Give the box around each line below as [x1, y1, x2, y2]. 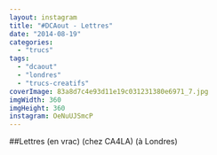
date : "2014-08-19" [9, 29, 82, 38]
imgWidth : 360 [9, 95, 62, 105]
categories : [9, 37, 53, 47]
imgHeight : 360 [9, 104, 66, 112]
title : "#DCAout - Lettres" [9, 21, 114, 30]
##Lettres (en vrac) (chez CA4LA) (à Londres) [9, 136, 178, 147]
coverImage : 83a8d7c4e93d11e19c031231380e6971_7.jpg [9, 87, 209, 96]
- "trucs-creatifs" [17, 79, 90, 88]
